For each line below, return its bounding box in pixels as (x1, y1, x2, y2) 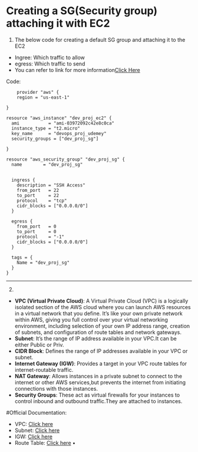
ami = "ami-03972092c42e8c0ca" (11, 120, 115, 126)
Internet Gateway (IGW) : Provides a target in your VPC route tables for (14, 360, 187, 367)
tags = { (11, 254, 33, 260)
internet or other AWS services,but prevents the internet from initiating (14, 379, 186, 386)
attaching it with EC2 (6, 17, 110, 30)
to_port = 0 (16, 228, 57, 234)
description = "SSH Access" (16, 182, 85, 188)
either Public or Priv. (14, 341, 64, 348)
